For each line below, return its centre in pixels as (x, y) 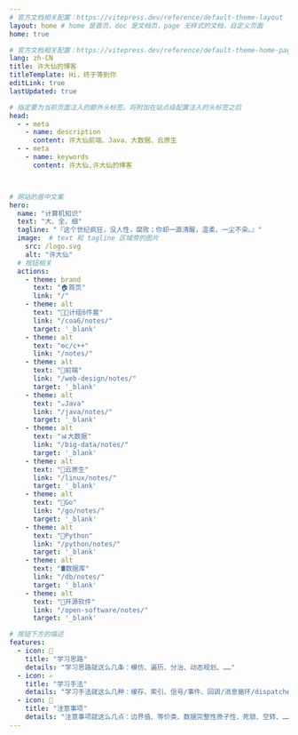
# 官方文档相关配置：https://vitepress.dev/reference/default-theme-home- (144, 50)
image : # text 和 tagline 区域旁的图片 (88, 238)
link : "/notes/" (63, 354)
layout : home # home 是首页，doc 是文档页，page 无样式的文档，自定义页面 (136, 26)
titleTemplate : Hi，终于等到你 (63, 75)
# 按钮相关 (35, 263)
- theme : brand (53, 280)
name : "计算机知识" (50, 213)
